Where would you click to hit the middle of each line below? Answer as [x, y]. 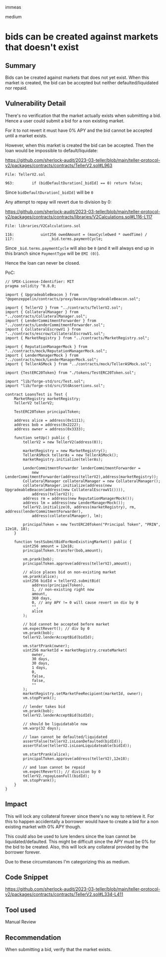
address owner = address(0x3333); [50, 429]
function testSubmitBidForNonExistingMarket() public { [73, 542]
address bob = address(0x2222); [47, 425]
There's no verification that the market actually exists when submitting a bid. [83, 115]
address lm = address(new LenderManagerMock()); [74, 503]
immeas [13, 7]
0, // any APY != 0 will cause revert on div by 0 [85, 602]
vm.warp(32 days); [42, 728]
